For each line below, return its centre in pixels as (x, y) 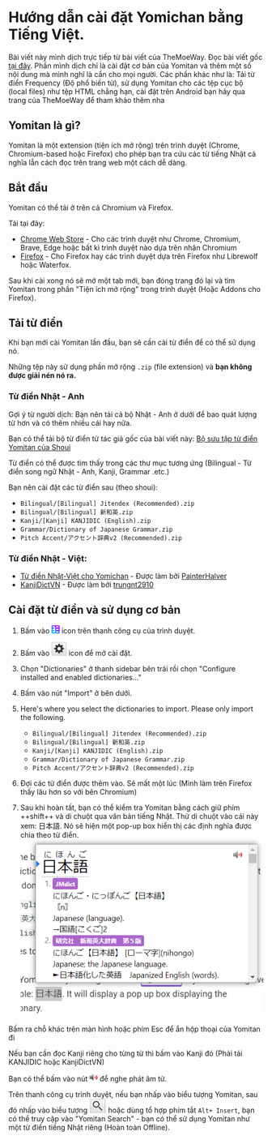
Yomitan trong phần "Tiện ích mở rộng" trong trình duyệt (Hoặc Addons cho (135, 289)
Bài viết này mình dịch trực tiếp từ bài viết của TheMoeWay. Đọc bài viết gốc (136, 57)
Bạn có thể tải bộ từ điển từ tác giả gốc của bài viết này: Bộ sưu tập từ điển (133, 439)
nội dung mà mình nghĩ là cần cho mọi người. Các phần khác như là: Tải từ (132, 74)
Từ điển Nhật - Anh (47, 396)
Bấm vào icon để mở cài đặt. (76, 653)
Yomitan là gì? (45, 126)
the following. (43, 717)
